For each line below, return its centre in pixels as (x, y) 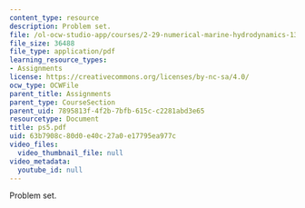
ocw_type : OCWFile (44, 85)
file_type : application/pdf (63, 52)
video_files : (34, 144)
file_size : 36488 (42, 43)
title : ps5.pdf (38, 128)
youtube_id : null (50, 170)
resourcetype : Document (54, 119)
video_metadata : (40, 161)
